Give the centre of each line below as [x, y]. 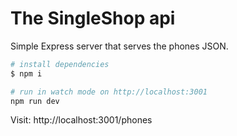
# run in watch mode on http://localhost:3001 [109, 92]
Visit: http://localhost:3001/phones [81, 120]
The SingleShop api [93, 18]
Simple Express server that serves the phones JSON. [119, 46]
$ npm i [26, 73]
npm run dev [35, 101]
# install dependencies [60, 64]
